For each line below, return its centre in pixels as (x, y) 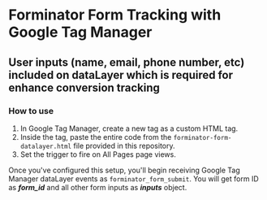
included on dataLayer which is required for (121, 75)
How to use (31, 111)
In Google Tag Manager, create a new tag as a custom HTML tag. (129, 128)
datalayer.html (46, 146)
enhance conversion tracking (84, 87)
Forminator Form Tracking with (115, 15)
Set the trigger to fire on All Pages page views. (98, 154)
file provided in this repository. (124, 146)
